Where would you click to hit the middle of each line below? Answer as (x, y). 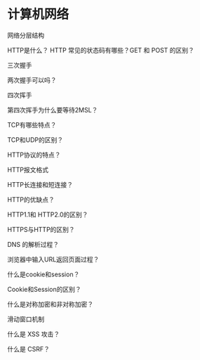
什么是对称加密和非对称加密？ (50, 304)
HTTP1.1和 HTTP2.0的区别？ (48, 214)
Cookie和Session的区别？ (45, 289)
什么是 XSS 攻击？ (34, 334)
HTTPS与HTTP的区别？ (41, 229)
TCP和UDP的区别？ (35, 140)
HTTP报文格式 (28, 169)
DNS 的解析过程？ (33, 244)
